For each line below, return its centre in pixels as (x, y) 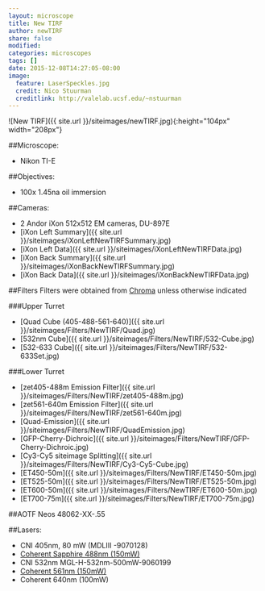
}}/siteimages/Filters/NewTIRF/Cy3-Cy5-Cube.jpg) (104, 464)
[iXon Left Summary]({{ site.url (71, 232)
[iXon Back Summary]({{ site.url (73, 258)
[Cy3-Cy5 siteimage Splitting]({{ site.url (86, 456)
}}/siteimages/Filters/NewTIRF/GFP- (190, 439)
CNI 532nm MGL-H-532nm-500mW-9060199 (95, 563)
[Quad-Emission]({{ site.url (65, 422)
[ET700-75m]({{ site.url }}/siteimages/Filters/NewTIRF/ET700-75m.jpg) (137, 499)
